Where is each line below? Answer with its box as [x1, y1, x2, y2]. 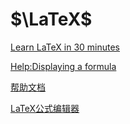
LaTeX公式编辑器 [10, 102, 80, 114]
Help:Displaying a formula [10, 60, 117, 72]
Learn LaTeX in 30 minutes [10, 41, 121, 53]
